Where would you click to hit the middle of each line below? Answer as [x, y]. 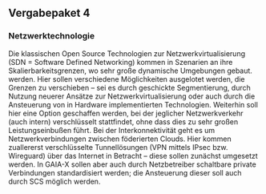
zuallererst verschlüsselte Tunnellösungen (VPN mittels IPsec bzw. [118, 147]
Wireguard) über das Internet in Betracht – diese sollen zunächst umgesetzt [133, 156]
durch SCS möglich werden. [54, 181]
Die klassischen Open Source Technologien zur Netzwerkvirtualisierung [127, 53]
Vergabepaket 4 [49, 13]
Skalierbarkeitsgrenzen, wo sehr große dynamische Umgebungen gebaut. [130, 71]
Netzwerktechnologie [51, 36]
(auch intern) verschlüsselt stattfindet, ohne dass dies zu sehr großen [123, 121]
